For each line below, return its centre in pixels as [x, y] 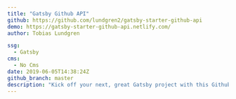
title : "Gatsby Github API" [48, 14]
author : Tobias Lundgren [44, 33]
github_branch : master [40, 78]
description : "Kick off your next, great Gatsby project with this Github [119, 84]
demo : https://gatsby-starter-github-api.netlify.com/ [89, 26]
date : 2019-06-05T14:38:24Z [48, 71]
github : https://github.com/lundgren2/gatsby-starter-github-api [105, 20]
